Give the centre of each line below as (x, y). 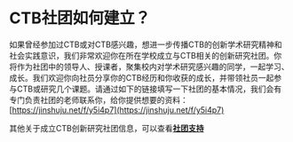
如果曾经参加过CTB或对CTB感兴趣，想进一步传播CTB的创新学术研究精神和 (146, 44)
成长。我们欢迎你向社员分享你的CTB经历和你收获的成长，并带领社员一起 (142, 77)
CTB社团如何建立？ (80, 18)
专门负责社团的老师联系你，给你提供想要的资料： (99, 99)
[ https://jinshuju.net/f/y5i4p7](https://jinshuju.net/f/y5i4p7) (117, 110)
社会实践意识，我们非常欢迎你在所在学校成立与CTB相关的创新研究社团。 (142, 55)
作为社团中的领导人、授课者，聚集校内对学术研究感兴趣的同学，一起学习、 (153, 67)
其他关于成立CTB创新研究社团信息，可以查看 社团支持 (107, 128)
